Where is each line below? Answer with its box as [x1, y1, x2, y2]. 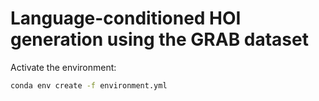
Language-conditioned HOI [10, 7, 242, 30]
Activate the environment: [10, 61, 117, 73]
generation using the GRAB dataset [10, 28, 309, 51]
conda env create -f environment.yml [10, 80, 168, 91]
